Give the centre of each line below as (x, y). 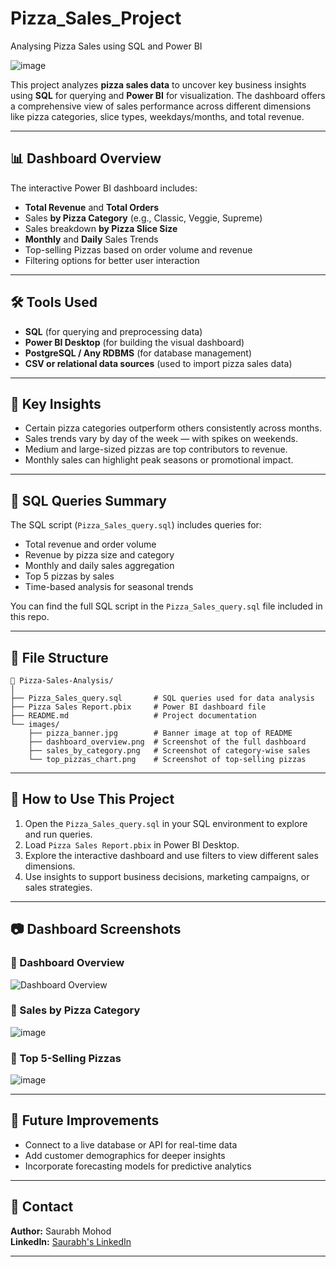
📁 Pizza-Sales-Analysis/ (62, 681)
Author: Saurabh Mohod (61, 1231)
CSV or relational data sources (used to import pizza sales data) (158, 363)
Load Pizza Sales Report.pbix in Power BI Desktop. (132, 844)
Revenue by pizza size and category (99, 555)
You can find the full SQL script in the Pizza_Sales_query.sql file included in (166, 606)
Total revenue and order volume (90, 544)
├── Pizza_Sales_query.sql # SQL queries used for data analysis (162, 698)
